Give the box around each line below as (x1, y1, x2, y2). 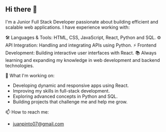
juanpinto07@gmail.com (12, 121, 64, 127)
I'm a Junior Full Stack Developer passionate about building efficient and (5, 18, 159, 25)
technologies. (5, 62, 34, 69)
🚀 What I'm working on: (5, 72, 55, 78)
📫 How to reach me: (5, 108, 49, 115)
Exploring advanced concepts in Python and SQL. (12, 93, 118, 99)
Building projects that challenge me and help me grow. (12, 98, 128, 105)
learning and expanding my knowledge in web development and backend (5, 57, 160, 63)
